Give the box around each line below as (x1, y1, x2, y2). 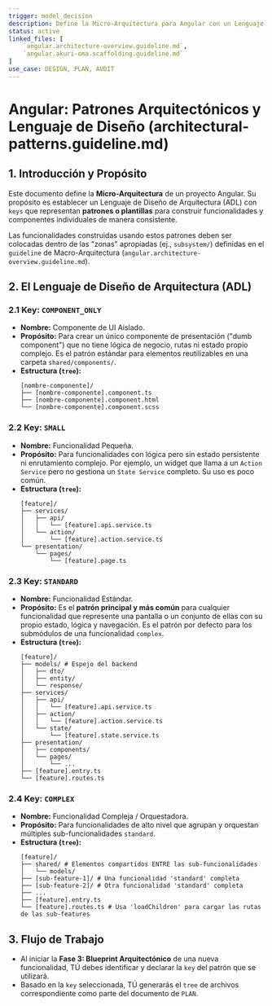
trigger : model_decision (8, 11, 93, 20)
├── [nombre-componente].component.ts (20, 389, 152, 398)
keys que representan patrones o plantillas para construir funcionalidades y (8, 205, 264, 216)
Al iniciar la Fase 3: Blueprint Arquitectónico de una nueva (20, 954, 219, 964)
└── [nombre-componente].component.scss (20, 403, 160, 411)
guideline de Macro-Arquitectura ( (8, 248, 125, 257)
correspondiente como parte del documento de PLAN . (20, 989, 199, 999)
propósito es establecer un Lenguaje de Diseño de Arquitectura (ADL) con (8, 197, 257, 207)
